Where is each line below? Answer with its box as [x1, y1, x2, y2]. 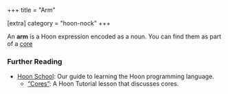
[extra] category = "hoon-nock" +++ [7, 19, 111, 27]
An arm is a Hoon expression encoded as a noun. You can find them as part [7, 32, 222, 40]
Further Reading [7, 56, 62, 66]
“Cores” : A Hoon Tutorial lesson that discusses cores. [27, 80, 179, 88]
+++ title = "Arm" [7, 6, 56, 14]
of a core [7, 40, 33, 47]
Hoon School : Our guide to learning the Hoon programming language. [16, 72, 214, 81]
